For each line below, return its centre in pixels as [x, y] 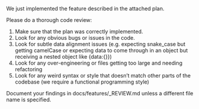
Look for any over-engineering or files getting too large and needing [99, 63]
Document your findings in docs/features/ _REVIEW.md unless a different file [100, 93]
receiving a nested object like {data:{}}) [63, 57]
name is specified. [29, 100]
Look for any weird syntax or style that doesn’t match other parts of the [103, 76]
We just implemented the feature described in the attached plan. [85, 9]
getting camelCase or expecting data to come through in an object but [101, 50]
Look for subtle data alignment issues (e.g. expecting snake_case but [100, 44]
